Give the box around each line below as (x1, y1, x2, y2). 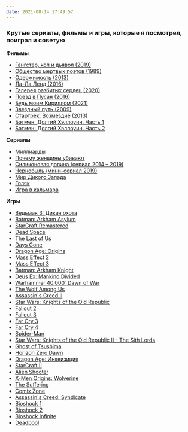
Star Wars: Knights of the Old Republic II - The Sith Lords (14, 336, 156, 343)
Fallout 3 (14, 311, 37, 318)
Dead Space (14, 228, 46, 235)
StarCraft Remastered (14, 222, 69, 229)
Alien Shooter (14, 368, 49, 375)
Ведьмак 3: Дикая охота (14, 209, 78, 216)
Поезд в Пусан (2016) (14, 93, 71, 100)
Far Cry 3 (14, 317, 38, 324)
